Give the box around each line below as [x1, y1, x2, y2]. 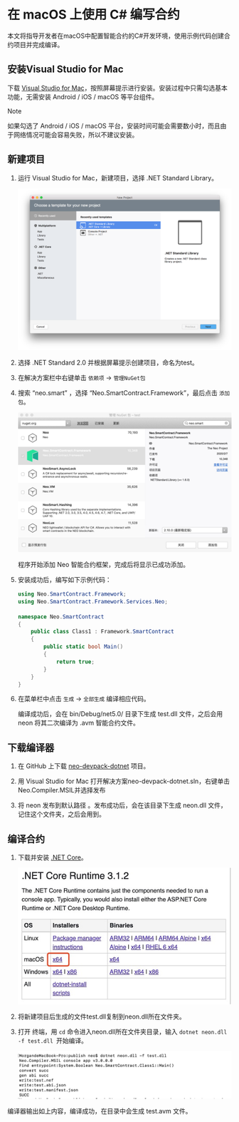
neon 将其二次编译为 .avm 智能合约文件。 [17, 718, 140, 728]
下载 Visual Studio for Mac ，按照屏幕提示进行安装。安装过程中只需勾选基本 [7, 83, 228, 92]
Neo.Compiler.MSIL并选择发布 [17, 786, 106, 795]
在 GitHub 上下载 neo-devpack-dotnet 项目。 [17, 762, 150, 770]
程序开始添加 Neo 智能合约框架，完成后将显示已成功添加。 [17, 561, 190, 569]
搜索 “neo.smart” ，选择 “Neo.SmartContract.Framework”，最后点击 [17, 388, 218, 397]
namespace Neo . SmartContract [17, 613, 105, 621]
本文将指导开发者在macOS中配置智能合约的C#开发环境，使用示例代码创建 [7, 31, 224, 40]
